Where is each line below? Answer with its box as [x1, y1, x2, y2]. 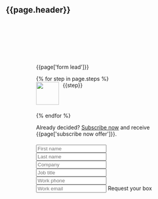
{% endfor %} [36, 112, 71, 119]
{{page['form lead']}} [36, 63, 89, 71]
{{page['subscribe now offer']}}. [36, 130, 117, 138]
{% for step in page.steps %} [36, 75, 109, 83]
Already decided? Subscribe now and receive [36, 124, 150, 131]
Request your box [108, 185, 153, 192]
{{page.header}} [5, 5, 71, 15]
